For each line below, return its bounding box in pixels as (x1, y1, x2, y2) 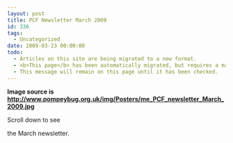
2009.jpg (7, 102, 35, 110)
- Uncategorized (13, 36, 60, 43)
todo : (7, 49, 23, 56)
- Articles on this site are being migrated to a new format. (13, 56, 197, 62)
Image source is (7, 87, 54, 96)
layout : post (7, 10, 45, 17)
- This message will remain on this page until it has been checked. (13, 68, 218, 75)
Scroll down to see (7, 115, 61, 124)
